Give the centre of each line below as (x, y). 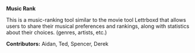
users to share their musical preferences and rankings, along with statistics (98, 26)
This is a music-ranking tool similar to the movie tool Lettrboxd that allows (96, 20)
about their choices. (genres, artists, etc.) (57, 32)
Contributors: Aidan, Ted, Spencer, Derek (57, 44)
